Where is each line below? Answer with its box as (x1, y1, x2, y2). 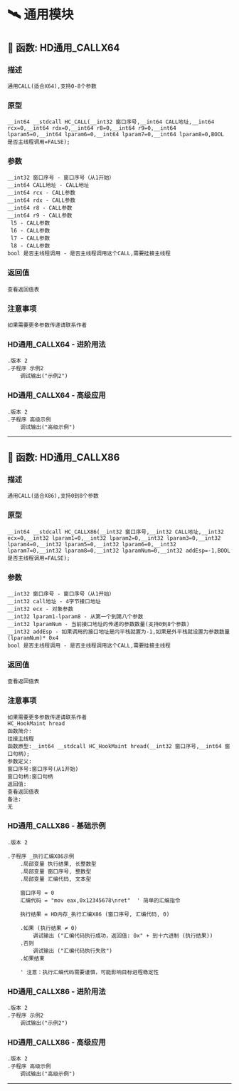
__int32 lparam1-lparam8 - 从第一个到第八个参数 (7, 613, 144, 620)
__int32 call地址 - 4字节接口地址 (7, 598, 101, 605)
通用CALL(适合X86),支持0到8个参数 (7, 493, 99, 500)
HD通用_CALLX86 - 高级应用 (7, 1038, 106, 1048)
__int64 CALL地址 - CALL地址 (7, 182, 90, 189)
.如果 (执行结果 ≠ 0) (20, 924, 78, 931)
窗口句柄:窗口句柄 (7, 773, 53, 780)
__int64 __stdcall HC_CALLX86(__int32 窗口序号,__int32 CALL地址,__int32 (7, 528, 224, 536)
